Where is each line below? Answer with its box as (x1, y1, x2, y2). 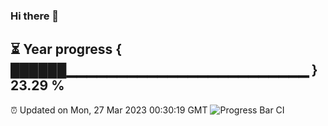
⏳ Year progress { (10, 41, 123, 58)
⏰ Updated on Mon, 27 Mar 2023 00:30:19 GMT (10, 104, 208, 116)
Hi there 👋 (10, 9, 60, 23)
